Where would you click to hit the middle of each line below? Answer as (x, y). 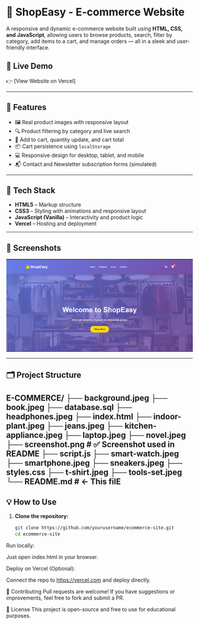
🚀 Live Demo (30, 66)
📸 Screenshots (34, 248)
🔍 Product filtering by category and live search (72, 131)
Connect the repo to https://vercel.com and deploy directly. (78, 580)
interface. (38, 48)
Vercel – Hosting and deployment (55, 224)
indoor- (167, 417)
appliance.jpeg (34, 435)
